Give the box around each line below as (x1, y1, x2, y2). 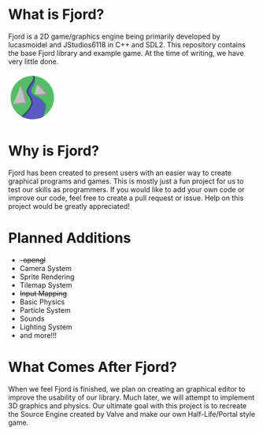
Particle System (19, 305, 71, 314)
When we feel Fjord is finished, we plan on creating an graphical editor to (8, 384, 246, 393)
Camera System (19, 263, 72, 273)
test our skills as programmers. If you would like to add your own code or (8, 184, 246, 194)
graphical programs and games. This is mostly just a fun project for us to (8, 176, 244, 186)
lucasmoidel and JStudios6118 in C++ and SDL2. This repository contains (8, 39, 246, 49)
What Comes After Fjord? (8, 359, 177, 376)
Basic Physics (19, 297, 65, 307)
